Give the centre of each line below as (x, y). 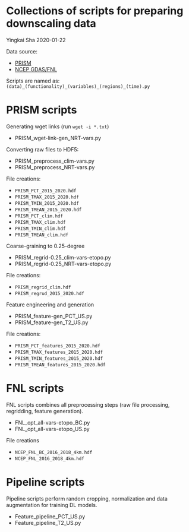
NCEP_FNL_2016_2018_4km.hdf (49, 458)
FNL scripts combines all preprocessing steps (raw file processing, (88, 404)
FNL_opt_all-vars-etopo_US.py (52, 429)
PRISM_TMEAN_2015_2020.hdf (48, 210)
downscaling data (51, 23)
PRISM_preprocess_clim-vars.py (55, 161)
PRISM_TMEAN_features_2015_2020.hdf (60, 365)
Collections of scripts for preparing (95, 11)
